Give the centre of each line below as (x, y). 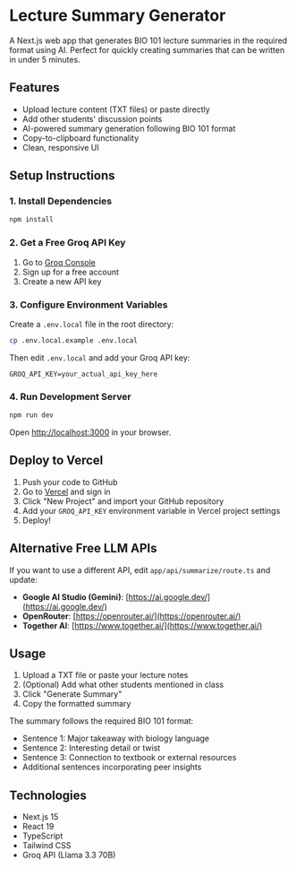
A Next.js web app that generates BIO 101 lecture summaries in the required (148, 40)
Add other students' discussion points (92, 118)
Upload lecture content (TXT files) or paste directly (116, 109)
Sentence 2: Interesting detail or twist (91, 748)
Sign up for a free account (70, 272)
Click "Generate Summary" (72, 694)
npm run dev (31, 415)
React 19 (38, 827)
